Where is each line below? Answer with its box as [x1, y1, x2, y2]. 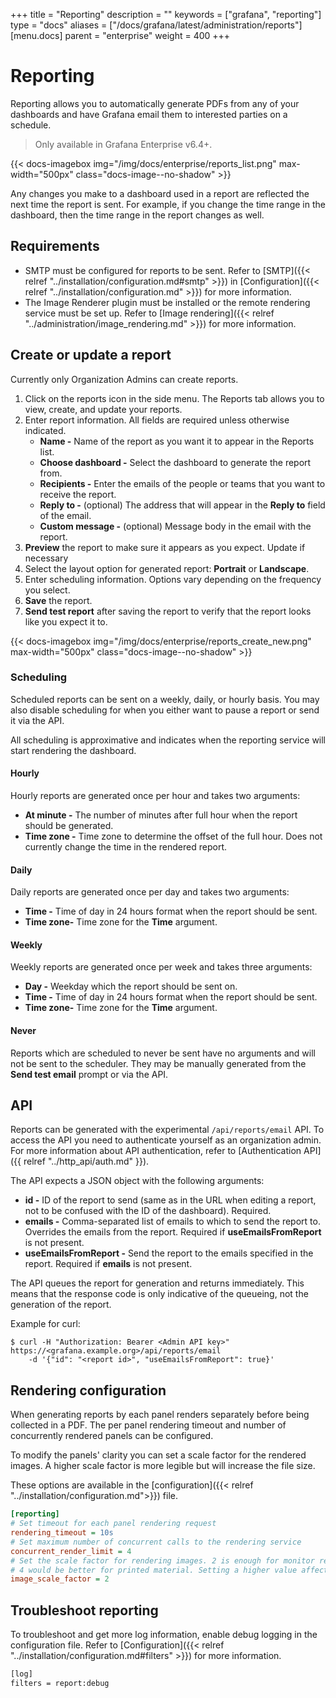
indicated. [24, 424, 67, 436]
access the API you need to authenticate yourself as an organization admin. [10, 1134, 322, 1146]
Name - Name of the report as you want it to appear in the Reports [39, 435, 315, 447]
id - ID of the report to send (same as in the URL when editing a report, [24, 1194, 317, 1206]
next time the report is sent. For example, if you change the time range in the [10, 198, 326, 210]
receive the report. [39, 488, 117, 500]
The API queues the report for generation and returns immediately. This [10, 1277, 305, 1289]
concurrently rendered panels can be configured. [10, 1430, 214, 1442]
